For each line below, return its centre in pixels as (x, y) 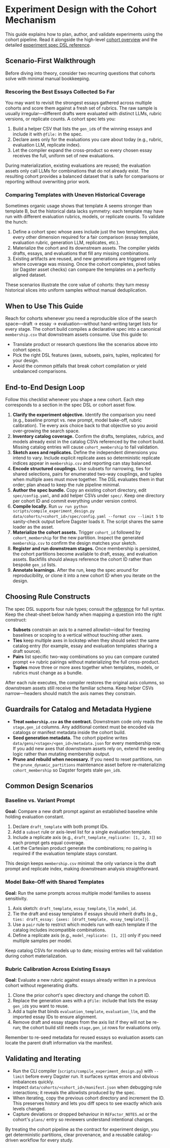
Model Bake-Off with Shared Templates (55, 882)
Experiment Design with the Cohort (81, 9)
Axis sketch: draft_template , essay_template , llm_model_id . (75, 908)
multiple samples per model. (42, 941)
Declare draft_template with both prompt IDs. (60, 827)
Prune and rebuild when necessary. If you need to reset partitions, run (87, 759)
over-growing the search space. (46, 431)
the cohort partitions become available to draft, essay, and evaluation (85, 553)
